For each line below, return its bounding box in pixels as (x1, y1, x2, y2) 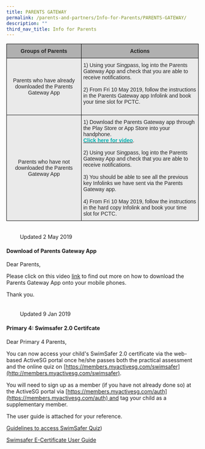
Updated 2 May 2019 (20, 233, 73, 241)
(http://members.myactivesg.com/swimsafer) (6, 369, 120, 376)
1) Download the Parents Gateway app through (83, 119, 195, 126)
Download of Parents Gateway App (6, 247, 97, 254)
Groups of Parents (20, 48, 68, 55)
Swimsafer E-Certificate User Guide (6, 436, 96, 444)
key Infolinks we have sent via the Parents (83, 180, 183, 187)
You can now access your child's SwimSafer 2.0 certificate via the (6, 349, 173, 357)
